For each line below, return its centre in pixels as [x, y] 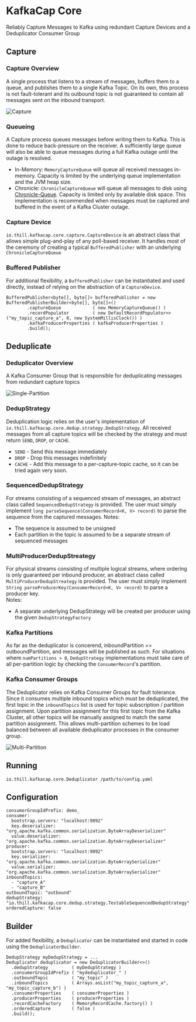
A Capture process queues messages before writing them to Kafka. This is [96, 139]
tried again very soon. [41, 470]
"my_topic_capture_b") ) [36, 988]
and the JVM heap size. [43, 182]
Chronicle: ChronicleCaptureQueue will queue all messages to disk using [101, 188]
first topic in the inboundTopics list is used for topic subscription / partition [95, 704]
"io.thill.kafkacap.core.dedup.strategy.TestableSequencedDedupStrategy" [98, 903]
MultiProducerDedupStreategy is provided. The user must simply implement [97, 581]
